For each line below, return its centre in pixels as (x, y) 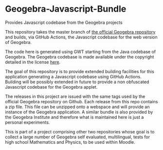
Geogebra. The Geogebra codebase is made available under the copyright (80, 56)
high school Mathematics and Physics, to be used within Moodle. (70, 142)
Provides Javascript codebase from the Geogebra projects (64, 22)
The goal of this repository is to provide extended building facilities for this (80, 71)
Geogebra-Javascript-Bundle (66, 9)
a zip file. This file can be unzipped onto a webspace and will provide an (77, 107)
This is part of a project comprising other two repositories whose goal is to (80, 131)
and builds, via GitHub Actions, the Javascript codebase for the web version (81, 37)
